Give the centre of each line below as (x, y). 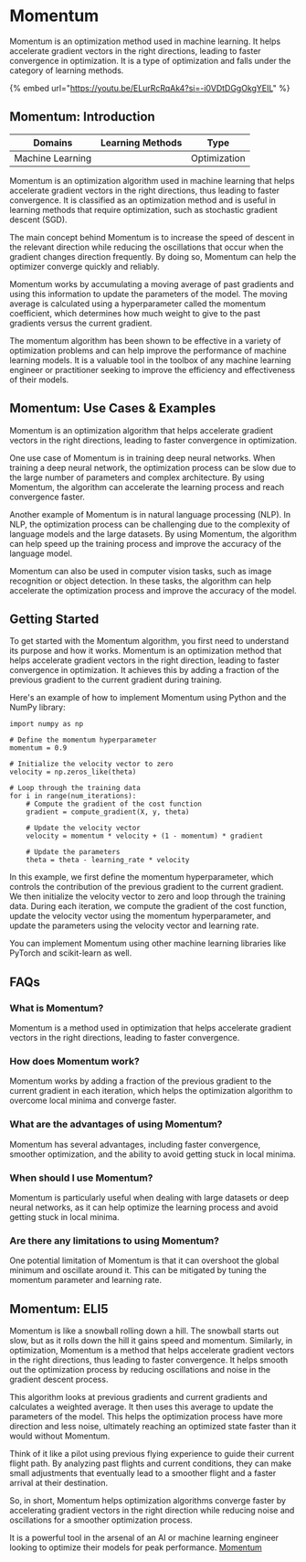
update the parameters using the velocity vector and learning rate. (134, 925)
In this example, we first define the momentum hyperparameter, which (142, 877)
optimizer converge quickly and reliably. (84, 266)
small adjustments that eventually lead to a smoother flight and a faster (143, 1473)
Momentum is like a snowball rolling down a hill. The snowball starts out (144, 1331)
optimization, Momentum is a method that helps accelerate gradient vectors (152, 1351)
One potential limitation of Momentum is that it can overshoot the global (144, 1261)
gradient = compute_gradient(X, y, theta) (108, 812)
